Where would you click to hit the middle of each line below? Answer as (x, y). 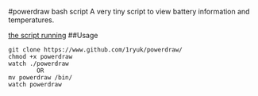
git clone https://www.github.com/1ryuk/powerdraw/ (95, 50)
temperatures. (31, 20)
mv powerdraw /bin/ (40, 78)
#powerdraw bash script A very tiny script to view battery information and (129, 12)
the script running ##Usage (53, 35)
